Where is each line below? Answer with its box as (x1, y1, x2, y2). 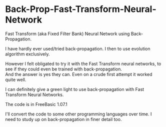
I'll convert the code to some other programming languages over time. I (5, 111, 152, 117)
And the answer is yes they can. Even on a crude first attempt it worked (5, 71, 152, 77)
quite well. (5, 76, 26, 82)
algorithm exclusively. (5, 51, 50, 57)
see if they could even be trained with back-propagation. (5, 66, 122, 72)
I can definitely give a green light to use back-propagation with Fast (5, 86, 144, 92)
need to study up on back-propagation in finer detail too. (5, 116, 122, 122)
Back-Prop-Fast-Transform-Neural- (5, 3, 156, 15)
